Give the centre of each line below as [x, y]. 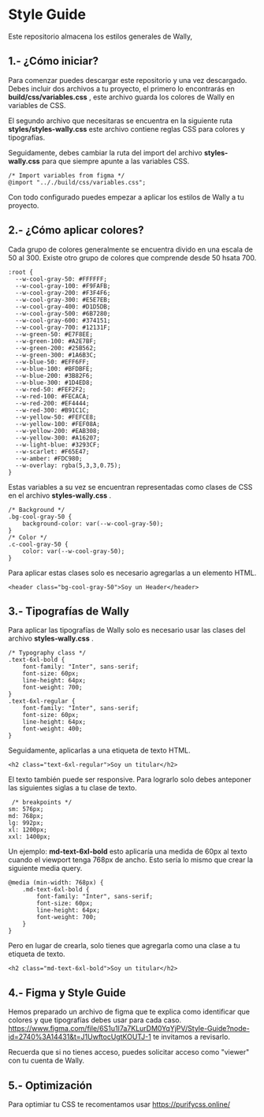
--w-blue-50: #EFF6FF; [52, 362]
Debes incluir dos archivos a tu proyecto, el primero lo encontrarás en [121, 88]
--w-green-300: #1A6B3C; [56, 355]
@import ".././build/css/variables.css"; [77, 182]
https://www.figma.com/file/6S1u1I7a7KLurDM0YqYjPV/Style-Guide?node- [129, 1029]
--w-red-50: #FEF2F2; [51, 389]
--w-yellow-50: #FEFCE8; [56, 417]
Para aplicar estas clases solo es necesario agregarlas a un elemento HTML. [132, 573]
